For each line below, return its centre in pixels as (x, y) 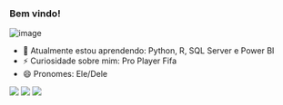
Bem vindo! (35, 14)
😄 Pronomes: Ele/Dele (65, 74)
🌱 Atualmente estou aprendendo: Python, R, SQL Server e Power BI (148, 51)
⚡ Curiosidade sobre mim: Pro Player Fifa (100, 61)
